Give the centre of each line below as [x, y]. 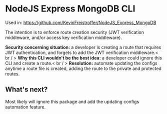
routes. [12, 73]
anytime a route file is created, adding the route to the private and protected [83, 68]
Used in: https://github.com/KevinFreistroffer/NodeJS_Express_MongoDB [81, 22]
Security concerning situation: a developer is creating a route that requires [83, 47]
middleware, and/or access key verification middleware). [64, 37]
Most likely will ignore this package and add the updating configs [72, 101]
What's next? [26, 90]
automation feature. [25, 107]
